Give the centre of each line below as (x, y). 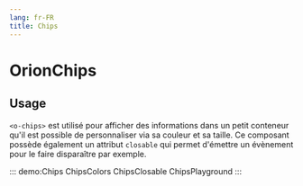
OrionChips (53, 71)
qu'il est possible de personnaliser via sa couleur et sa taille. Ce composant (150, 135)
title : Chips (34, 26)
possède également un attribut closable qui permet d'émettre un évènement (151, 144)
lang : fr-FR (32, 18)
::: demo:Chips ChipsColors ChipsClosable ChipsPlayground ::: (125, 171)
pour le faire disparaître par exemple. (78, 154)
